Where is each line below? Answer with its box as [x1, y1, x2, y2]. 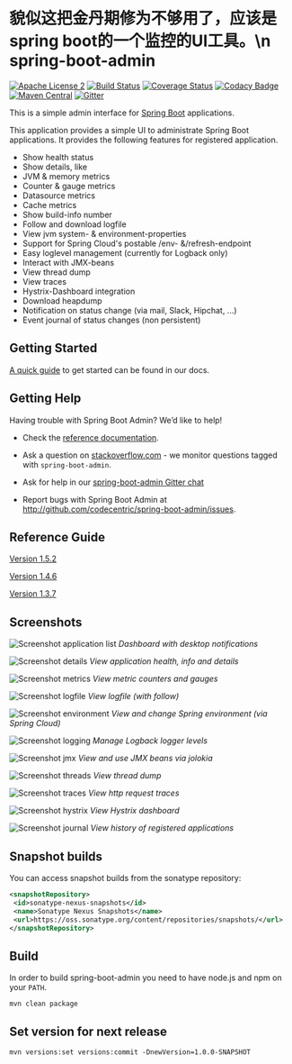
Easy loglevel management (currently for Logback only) [22, 247, 228, 258]
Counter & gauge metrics [22, 180, 116, 191]
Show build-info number [22, 209, 112, 220]
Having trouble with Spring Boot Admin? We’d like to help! [9, 414, 223, 425]
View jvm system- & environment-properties [22, 228, 187, 239]
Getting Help [9, 391, 82, 406]
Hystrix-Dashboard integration [22, 286, 136, 296]
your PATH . [9, 982, 48, 993]
